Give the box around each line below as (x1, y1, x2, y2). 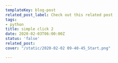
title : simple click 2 (5, 27, 54, 32)
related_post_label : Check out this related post (5, 12, 113, 17)
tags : (5, 17, 17, 22)
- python (5, 22, 24, 27)
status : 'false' (5, 36, 40, 41)
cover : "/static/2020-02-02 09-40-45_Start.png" (5, 46, 111, 51)
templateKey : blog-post (5, 7, 56, 13)
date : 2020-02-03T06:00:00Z (5, 31, 65, 36)
